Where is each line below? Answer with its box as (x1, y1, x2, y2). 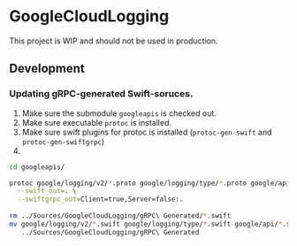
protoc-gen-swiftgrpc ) (21, 135, 105, 147)
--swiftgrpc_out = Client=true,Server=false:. (17, 195, 184, 204)
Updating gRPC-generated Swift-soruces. (9, 88, 194, 100)
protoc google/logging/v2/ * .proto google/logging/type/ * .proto (9, 179, 247, 188)
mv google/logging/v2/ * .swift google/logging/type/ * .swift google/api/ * (9, 219, 283, 228)
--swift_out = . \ (17, 187, 77, 196)
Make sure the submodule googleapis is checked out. (21, 108, 217, 119)
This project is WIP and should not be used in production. (9, 35, 218, 46)
